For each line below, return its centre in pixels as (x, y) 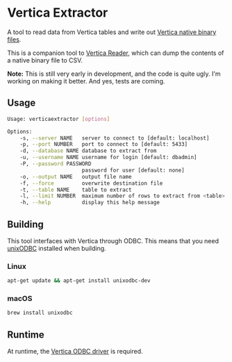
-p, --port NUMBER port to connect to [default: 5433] (104, 145)
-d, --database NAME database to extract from (88, 151)
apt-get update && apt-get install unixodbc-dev (79, 281)
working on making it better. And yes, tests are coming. (86, 81)
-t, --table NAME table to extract (76, 190)
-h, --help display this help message (90, 203)
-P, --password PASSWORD (56, 164)
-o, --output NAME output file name (76, 176)
